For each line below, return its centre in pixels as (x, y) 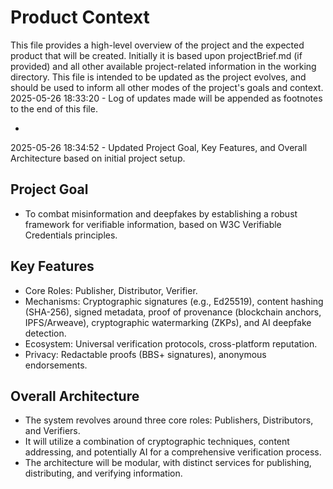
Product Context (80, 17)
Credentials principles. (71, 235)
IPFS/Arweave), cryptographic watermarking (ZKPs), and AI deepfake (168, 322)
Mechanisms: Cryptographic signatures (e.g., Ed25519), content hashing (174, 301)
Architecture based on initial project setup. (98, 158)
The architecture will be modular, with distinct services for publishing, (168, 463)
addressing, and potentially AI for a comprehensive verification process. (173, 452)
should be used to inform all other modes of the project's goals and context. (167, 87)
